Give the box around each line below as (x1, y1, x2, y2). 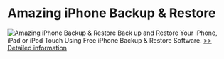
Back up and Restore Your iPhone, (117, 28, 218, 37)
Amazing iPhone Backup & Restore (7, 5, 216, 21)
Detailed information (7, 43, 68, 52)
